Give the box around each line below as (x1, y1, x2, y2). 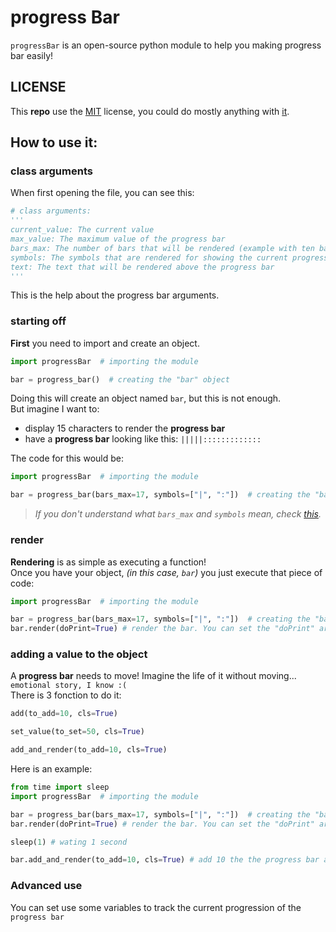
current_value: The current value (10, 225, 155, 235)
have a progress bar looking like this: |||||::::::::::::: (24, 433, 262, 445)
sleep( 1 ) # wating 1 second (10, 837, 128, 847)
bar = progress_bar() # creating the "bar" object (10, 374, 230, 385)
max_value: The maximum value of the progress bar (10, 234, 226, 245)
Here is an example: (10, 763, 93, 775)
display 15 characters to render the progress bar (24, 422, 226, 435)
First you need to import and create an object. (10, 337, 200, 349)
